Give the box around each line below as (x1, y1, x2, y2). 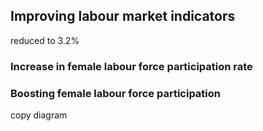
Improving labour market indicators (10, 8, 236, 25)
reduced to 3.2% (10, 34, 80, 46)
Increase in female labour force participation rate (10, 59, 253, 73)
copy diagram (10, 109, 68, 121)
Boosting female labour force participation (10, 86, 221, 100)
